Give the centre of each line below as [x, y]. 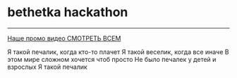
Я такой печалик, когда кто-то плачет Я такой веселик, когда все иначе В [118, 52]
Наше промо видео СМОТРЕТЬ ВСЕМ [64, 38]
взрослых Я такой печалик [48, 67]
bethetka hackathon [68, 12]
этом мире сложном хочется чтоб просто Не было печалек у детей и [112, 59]
